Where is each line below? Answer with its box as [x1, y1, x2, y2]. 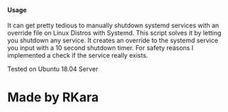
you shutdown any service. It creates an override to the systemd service [7, 36, 218, 45]
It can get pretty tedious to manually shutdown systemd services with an [7, 21, 220, 30]
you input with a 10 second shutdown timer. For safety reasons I [7, 44, 193, 52]
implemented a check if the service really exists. [7, 51, 149, 60]
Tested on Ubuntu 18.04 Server [7, 65, 98, 73]
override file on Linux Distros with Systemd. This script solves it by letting [7, 29, 222, 37]
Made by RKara [7, 89, 99, 106]
